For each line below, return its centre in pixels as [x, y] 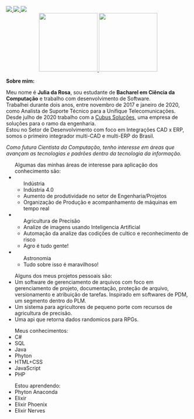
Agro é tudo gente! [46, 246]
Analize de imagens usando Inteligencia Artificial [82, 227]
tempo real [36, 208]
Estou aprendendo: [37, 386]
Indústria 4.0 [39, 190]
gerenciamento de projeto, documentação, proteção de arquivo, [92, 288]
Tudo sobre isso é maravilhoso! [61, 264]
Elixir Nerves [30, 411]
